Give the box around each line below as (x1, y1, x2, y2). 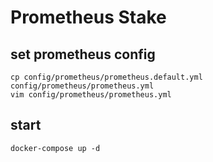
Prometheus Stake (10, 6, 167, 29)
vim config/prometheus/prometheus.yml (10, 90, 172, 100)
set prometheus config (10, 46, 156, 63)
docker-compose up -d (10, 143, 101, 153)
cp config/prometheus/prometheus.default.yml (10, 72, 203, 82)
